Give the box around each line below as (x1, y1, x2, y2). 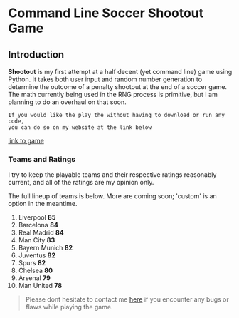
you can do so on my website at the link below (8, 124, 152, 131)
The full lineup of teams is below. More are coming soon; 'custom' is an (8, 192, 218, 200)
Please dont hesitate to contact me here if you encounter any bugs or (25, 295, 230, 304)
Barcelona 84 (18, 221, 59, 230)
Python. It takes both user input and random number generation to (8, 75, 202, 83)
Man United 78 (18, 282, 63, 290)
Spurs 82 (18, 259, 46, 267)
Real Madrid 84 (18, 228, 65, 237)
